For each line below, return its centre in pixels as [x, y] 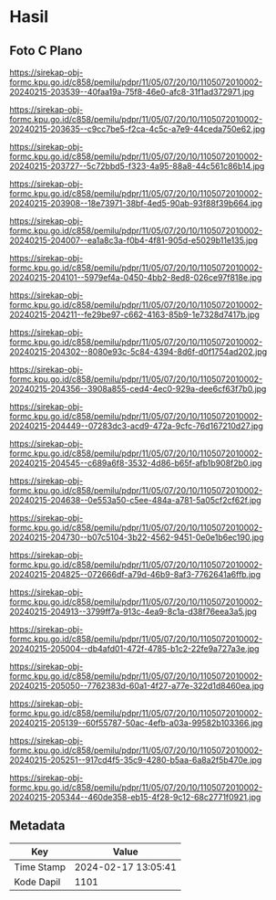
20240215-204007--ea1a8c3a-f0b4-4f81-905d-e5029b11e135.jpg [133, 240]
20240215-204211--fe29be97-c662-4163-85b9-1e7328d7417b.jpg [134, 314]
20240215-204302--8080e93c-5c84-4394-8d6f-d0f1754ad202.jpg [138, 352]
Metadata [37, 826]
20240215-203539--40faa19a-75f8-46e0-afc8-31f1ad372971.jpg [132, 92]
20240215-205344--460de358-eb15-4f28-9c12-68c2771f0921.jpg [135, 797]
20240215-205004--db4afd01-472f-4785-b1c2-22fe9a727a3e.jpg [134, 649]
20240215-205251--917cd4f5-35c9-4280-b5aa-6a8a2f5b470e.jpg [136, 760]
